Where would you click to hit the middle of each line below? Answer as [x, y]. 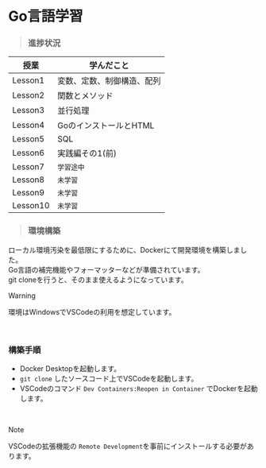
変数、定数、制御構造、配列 [109, 81]
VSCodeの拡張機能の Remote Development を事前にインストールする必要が [128, 447]
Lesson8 [29, 180]
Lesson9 [29, 193]
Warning [22, 296]
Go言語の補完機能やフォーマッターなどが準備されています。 [106, 269]
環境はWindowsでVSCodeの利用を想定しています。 [92, 311]
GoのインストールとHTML [106, 126]
